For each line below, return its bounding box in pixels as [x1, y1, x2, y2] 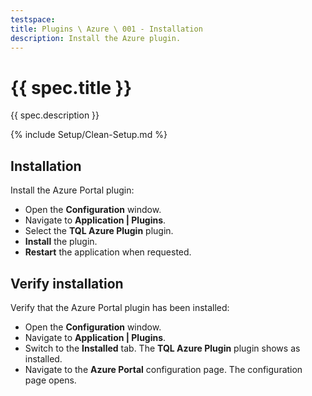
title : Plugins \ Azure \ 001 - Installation [10, 24, 203, 34]
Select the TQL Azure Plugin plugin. [24, 225, 174, 237]
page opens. [24, 374, 77, 386]
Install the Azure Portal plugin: [10, 184, 135, 196]
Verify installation [10, 275, 124, 292]
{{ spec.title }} [10, 76, 133, 99]
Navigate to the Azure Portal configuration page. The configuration [24, 363, 303, 375]
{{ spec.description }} [10, 109, 100, 121]
